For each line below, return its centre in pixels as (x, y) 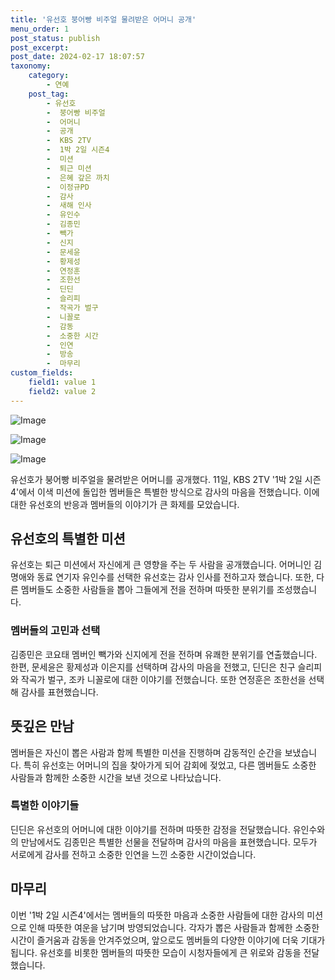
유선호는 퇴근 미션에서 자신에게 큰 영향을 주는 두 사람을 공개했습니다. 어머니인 (161, 565)
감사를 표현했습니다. (59, 692)
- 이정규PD (68, 187)
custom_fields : (42, 373)
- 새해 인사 (69, 206)
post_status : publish (55, 38)
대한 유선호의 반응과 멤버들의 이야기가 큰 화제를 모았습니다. (125, 504)
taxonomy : (31, 66)
